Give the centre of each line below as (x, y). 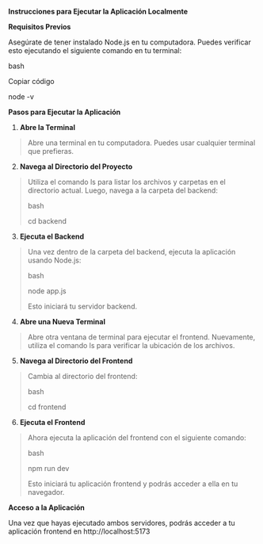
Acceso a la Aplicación (47, 508)
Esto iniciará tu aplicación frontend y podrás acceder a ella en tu (133, 484)
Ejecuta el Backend (52, 236)
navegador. (46, 492)
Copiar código (31, 81)
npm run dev (48, 468)
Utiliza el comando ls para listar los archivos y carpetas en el (126, 182)
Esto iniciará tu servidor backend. (82, 306)
